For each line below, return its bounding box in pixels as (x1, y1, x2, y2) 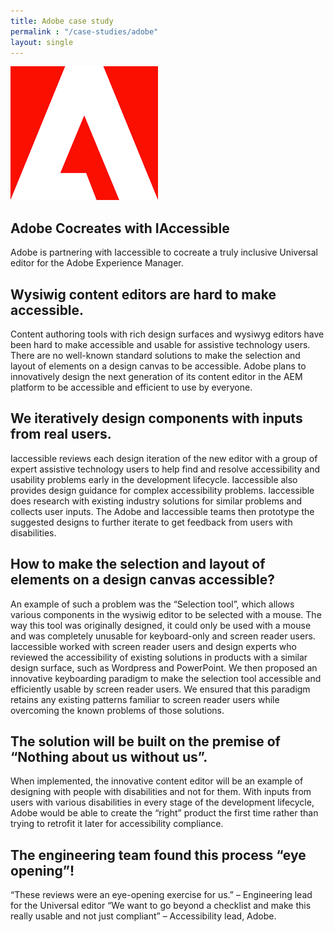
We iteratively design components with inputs (10, 410, 303, 427)
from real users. (10, 426, 112, 443)
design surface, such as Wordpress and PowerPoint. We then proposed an (10, 661, 318, 674)
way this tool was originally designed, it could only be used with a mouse (10, 619, 312, 631)
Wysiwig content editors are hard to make (10, 286, 277, 303)
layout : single (10, 37, 74, 47)
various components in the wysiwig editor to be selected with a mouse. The (10, 608, 322, 620)
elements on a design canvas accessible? (10, 571, 275, 589)
